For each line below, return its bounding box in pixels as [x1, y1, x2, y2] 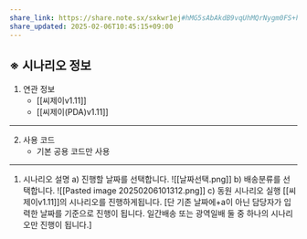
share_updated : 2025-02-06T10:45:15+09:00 [9, 22, 174, 31]
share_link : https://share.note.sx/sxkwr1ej [9, 13, 182, 23]
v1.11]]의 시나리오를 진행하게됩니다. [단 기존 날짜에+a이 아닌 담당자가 [37, 197, 282, 208]
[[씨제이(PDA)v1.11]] [36, 107, 109, 118]
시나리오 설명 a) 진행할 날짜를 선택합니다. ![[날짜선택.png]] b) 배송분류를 [22, 174, 281, 185]
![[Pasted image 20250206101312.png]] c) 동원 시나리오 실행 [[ [57, 185, 290, 196]
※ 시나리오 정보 [9, 57, 91, 73]
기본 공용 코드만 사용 [36, 146, 111, 157]
